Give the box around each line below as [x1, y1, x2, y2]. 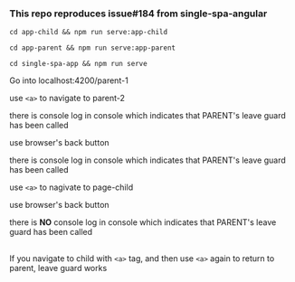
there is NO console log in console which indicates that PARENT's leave [9, 217, 277, 228]
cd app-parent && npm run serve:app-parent [9, 43, 176, 52]
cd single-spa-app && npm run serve [9, 60, 147, 69]
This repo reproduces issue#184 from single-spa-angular [9, 7, 268, 20]
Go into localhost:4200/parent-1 [9, 75, 128, 86]
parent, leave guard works [9, 262, 108, 273]
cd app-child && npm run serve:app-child [9, 28, 168, 37]
